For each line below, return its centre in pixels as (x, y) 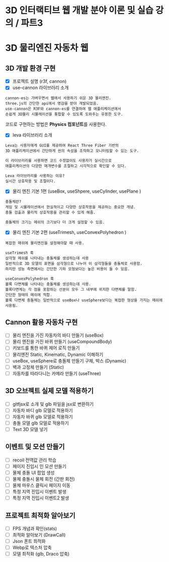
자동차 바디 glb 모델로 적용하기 (43, 410)
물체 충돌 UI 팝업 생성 (33, 473)
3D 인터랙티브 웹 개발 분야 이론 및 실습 (79, 10)
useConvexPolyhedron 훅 (30, 278)
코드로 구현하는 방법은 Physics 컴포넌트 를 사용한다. (56, 124)
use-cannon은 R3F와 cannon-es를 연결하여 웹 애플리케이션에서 (63, 109)
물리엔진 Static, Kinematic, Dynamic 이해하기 (58, 354)
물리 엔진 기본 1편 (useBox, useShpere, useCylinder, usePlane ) (77, 191)
